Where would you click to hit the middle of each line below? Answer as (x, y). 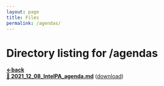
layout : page (23, 12)
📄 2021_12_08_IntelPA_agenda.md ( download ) (65, 76)
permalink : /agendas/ (34, 23)
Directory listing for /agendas (82, 53)
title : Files (23, 18)
